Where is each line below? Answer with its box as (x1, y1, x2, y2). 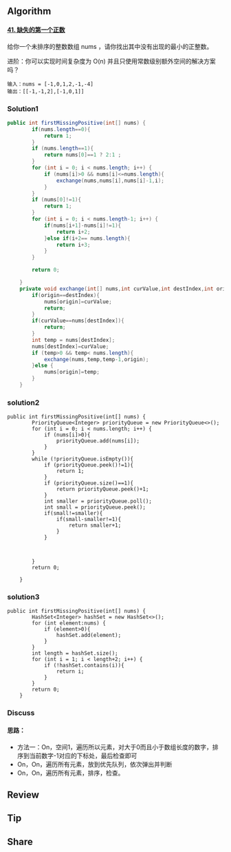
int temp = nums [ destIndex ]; (32, 336, 115, 343)
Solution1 (7, 103, 39, 113)
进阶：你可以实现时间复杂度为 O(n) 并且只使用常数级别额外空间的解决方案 (7, 57, 217, 65)
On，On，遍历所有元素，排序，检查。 (16, 769, 124, 777)
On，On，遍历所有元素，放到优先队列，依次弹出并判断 (16, 760, 173, 768)
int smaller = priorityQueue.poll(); (43, 498, 153, 505)
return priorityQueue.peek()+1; (56, 486, 149, 493)
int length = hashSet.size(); (32, 650, 118, 657)
